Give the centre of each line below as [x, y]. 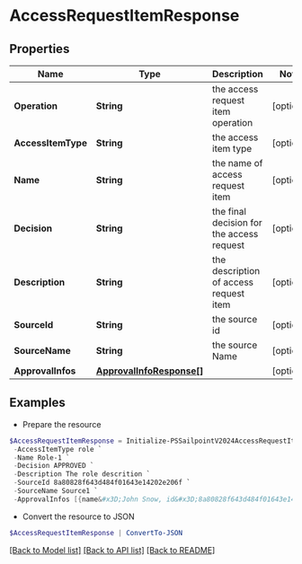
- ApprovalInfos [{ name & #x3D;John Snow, [88, 499]
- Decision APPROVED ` [53, 466]
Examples [37, 403]
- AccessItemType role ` [58, 449]
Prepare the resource [62, 424]
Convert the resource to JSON [78, 516]
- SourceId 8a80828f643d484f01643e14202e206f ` [102, 483]
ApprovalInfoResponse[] [150, 371]
